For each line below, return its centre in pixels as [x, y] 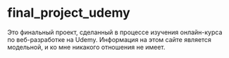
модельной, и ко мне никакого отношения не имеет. [86, 47]
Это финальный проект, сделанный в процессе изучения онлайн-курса [115, 32]
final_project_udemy [69, 13]
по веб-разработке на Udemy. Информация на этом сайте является [109, 39]
